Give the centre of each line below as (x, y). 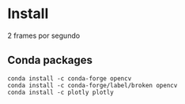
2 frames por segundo (44, 35)
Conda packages (50, 60)
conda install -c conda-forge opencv (70, 78)
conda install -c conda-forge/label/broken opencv (92, 85)
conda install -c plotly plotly (60, 92)
